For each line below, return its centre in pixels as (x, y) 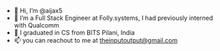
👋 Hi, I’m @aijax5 (38, 11)
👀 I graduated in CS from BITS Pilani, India (74, 32)
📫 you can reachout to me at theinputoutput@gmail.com (96, 40)
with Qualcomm (36, 25)
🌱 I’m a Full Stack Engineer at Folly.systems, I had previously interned (113, 18)
